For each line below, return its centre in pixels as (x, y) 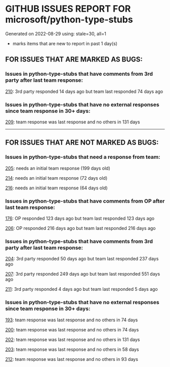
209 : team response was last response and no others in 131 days (73, 122)
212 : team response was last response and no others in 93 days (72, 359)
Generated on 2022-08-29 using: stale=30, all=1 (56, 34)
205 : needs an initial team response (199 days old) (58, 168)
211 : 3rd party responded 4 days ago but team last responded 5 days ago (81, 289)
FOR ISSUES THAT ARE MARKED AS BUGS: (74, 60)
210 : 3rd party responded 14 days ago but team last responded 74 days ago (84, 91)
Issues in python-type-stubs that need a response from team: (83, 157)
